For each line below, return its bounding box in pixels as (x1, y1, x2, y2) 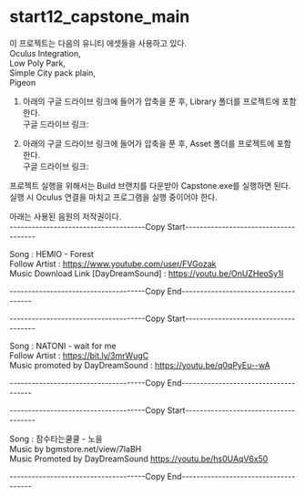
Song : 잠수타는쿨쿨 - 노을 (9, 433, 103, 444)
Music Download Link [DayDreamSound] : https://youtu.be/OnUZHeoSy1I (9, 267, 284, 279)
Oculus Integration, (9, 47, 82, 58)
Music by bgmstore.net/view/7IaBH (9, 443, 142, 454)
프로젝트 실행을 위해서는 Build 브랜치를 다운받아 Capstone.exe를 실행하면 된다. (9, 180, 291, 191)
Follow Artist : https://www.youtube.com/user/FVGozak (9, 258, 217, 269)
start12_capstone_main (9, 6, 190, 27)
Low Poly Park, (9, 57, 66, 68)
